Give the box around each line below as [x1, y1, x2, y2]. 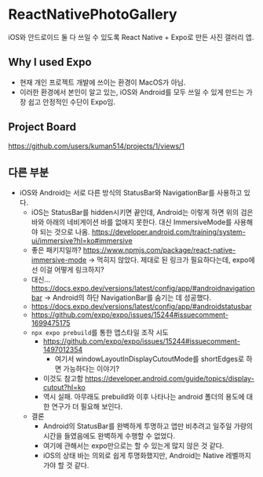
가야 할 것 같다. [42, 461, 89, 470]
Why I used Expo [8, 56, 92, 69]
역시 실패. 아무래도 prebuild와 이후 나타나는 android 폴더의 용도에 [42, 392, 245, 402]
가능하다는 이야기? [63, 364, 120, 373]
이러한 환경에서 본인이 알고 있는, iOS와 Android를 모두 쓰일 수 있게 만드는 [19, 87, 245, 96]
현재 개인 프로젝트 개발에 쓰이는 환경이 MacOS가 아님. [19, 77, 186, 87]
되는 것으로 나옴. [39, 228, 90, 237]
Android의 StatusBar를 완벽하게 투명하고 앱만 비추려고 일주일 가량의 [42, 421, 254, 431]
